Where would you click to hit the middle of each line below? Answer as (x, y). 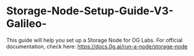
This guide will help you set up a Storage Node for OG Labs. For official (94, 40)
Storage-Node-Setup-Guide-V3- (90, 11)
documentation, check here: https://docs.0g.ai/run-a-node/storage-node (97, 46)
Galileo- (27, 24)
